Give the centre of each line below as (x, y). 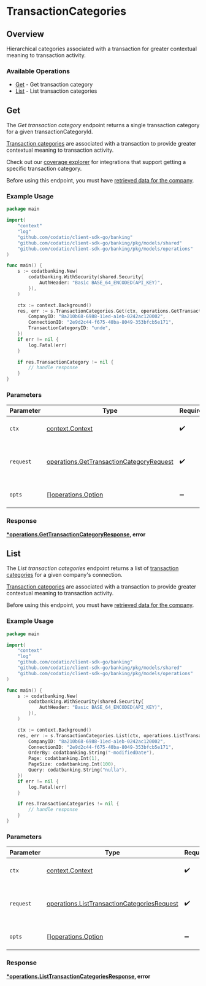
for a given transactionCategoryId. (50, 132)
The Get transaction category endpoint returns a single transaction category (103, 125)
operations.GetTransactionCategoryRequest (110, 462)
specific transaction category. (44, 169)
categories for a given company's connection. (64, 575)
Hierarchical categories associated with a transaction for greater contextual (102, 49)
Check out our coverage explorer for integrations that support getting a (96, 162)
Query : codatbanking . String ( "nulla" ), (78, 770)
